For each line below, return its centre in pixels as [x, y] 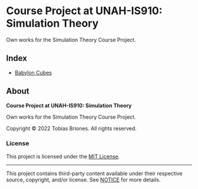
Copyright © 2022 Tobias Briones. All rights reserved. [72, 128]
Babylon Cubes [33, 73]
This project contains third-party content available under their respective [94, 173]
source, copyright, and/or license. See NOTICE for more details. [83, 180]
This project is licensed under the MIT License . [63, 156]
